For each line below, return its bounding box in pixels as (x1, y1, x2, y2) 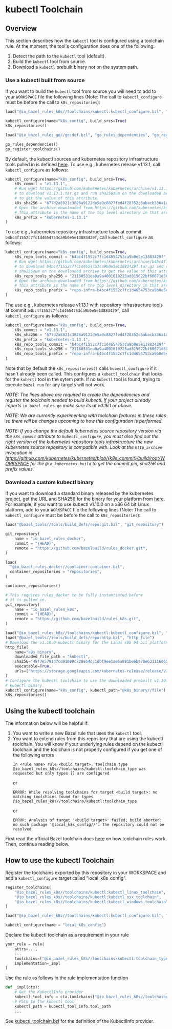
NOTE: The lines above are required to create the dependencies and (5, 391, 150, 398)
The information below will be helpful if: (5, 720, 89, 726)
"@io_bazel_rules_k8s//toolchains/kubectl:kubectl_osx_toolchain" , (14, 894, 161, 900)
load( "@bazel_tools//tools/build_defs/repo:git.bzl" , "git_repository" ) (5, 522, 164, 527)
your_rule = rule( (5, 942, 45, 947)
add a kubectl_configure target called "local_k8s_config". (5, 875, 127, 881)
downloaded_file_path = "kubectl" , (14, 654, 91, 660)
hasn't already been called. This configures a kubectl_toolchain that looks (5, 371, 163, 377)
